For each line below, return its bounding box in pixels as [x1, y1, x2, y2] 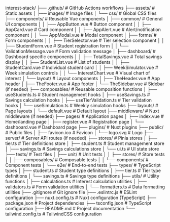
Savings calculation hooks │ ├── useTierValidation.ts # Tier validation [5, 97, 152, 103]
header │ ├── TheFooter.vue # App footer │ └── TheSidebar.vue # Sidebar [5, 81, 164, 87]
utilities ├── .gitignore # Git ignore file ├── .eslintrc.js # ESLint [5, 189, 137, 195]
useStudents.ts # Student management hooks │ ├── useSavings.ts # [5, 92, 150, 97]
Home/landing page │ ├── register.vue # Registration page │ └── [5, 119, 145, 125]
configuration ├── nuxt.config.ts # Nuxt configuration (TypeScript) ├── [5, 194, 156, 201]
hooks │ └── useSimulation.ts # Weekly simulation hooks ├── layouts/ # [5, 103, 158, 108]
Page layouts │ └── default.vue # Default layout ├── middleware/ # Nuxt [5, 108, 159, 114]
